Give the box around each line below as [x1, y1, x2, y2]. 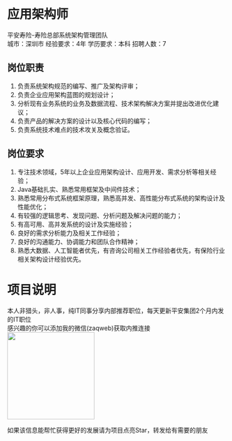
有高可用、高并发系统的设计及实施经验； [17, 220, 134, 228]
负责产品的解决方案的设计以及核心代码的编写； [17, 117, 152, 125]
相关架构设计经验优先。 [17, 255, 85, 263]
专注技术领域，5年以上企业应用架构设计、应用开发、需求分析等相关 [17, 167, 211, 176]
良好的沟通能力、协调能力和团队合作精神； [17, 237, 140, 246]
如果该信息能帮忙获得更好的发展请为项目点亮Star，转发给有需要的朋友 [7, 426, 208, 434]
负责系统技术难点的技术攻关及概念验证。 [17, 125, 134, 133]
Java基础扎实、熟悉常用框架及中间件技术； [17, 185, 141, 193]
